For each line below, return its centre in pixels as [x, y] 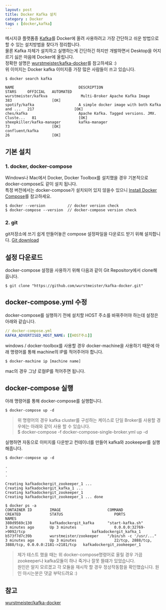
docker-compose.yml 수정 [46, 302]
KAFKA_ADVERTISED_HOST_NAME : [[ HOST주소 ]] [49, 335]
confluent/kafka [22, 131]
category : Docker [24, 19]
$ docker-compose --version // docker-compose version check [71, 210]
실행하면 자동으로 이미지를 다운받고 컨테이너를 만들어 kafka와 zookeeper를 [78, 442]
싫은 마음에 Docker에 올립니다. [44, 57]
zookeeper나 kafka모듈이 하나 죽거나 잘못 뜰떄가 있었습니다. [76, 561]
